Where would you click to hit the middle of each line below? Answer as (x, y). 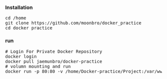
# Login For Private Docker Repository (54, 51)
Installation (19, 7)
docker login (21, 56)
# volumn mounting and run (38, 66)
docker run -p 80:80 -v (34, 71)
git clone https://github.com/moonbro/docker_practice (73, 23)
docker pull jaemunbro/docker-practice (54, 61)
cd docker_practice (29, 28)
